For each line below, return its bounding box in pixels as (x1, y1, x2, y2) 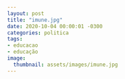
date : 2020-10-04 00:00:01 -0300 (7, 23, 103, 30)
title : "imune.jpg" (7, 16, 63, 23)
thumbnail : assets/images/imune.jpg (13, 61, 118, 68)
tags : (7, 36, 23, 43)
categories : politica (7, 29, 69, 36)
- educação (7, 49, 38, 56)
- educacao (7, 42, 38, 49)
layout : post (7, 10, 45, 17)
